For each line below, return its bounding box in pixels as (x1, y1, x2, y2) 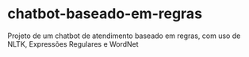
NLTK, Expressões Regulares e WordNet (7, 39, 140, 48)
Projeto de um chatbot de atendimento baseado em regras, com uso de (7, 31, 241, 40)
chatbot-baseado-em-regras (7, 5, 203, 23)
